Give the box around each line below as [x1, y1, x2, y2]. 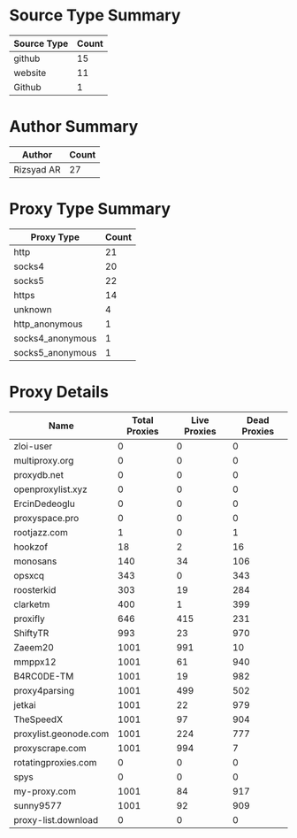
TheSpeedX [13, 713, 64, 726]
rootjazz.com [13, 526, 68, 538]
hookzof [13, 541, 49, 553]
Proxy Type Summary [9, 199, 171, 219]
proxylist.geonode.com [13, 727, 110, 740]
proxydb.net [13, 468, 65, 481]
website [13, 66, 47, 79]
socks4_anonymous [13, 332, 97, 344]
